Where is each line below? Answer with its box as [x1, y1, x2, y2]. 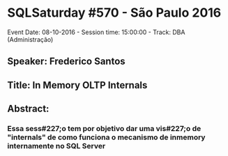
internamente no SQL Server [7, 141, 106, 151]
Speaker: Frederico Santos [7, 56, 126, 68]
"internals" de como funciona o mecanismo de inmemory [7, 132, 206, 142]
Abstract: [7, 103, 50, 115]
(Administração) [7, 35, 54, 43]
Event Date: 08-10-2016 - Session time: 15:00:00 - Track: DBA [7, 28, 185, 36]
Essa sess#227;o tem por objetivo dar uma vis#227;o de [7, 124, 202, 134]
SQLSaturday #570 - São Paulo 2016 [7, 5, 222, 21]
